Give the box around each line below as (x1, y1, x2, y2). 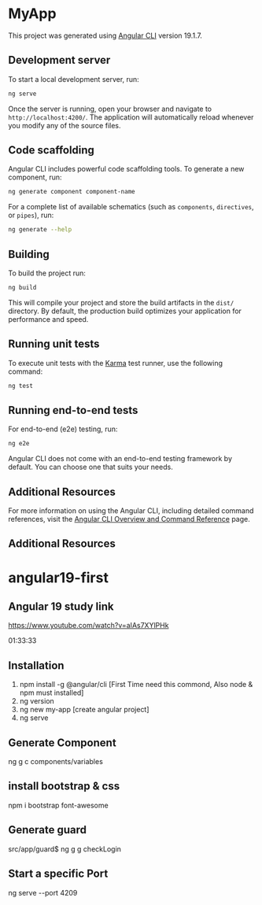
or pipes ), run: (8, 210, 54, 220)
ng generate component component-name (8, 188, 135, 196)
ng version (19, 696, 55, 706)
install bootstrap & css (8, 780, 120, 793)
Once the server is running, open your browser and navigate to (8, 104, 212, 113)
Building (8, 247, 50, 260)
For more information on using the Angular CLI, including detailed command (8, 506, 254, 515)
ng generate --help (8, 226, 72, 234)
